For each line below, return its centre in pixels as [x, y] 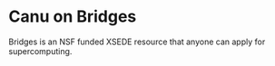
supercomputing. [40, 51]
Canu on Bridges [73, 17]
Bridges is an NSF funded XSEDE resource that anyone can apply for [137, 42]
